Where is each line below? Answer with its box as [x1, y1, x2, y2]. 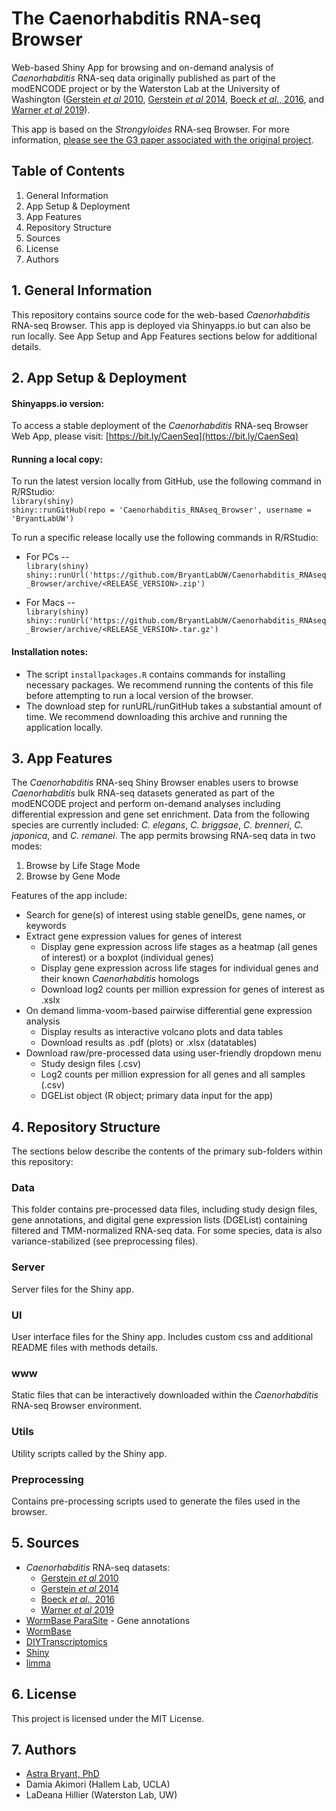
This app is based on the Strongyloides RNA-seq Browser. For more [11, 123, 290, 135]
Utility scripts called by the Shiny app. [11, 1447, 168, 1459]
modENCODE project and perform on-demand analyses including [11, 798, 281, 810]
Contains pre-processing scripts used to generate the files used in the [11, 1495, 301, 1507]
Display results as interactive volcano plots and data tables [40, 1026, 284, 1038]
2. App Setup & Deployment [11, 369, 188, 386]
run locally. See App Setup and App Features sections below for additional [11, 330, 318, 342]
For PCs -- [25, 551, 70, 563]
